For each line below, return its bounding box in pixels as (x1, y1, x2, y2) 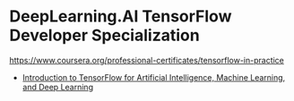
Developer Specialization (9, 25, 200, 46)
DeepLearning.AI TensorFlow (9, 6, 232, 27)
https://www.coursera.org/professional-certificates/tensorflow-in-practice (9, 55, 285, 65)
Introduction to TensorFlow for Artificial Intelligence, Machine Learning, (22, 72, 286, 82)
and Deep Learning (22, 81, 94, 92)
